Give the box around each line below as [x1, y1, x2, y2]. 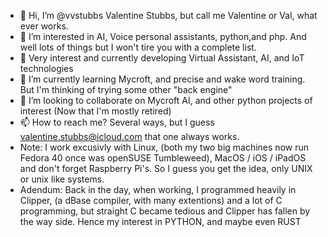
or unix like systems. [19, 173, 105, 185]
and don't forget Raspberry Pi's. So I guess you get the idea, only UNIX [19, 163, 313, 174]
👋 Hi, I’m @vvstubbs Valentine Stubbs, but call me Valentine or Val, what [19, 10, 318, 21]
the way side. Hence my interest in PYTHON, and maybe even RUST [19, 216, 302, 227]
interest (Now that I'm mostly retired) [19, 105, 172, 117]
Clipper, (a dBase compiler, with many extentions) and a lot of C [19, 195, 283, 206]
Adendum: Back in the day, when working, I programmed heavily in [19, 184, 297, 195]
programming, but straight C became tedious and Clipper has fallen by [19, 205, 311, 217]
